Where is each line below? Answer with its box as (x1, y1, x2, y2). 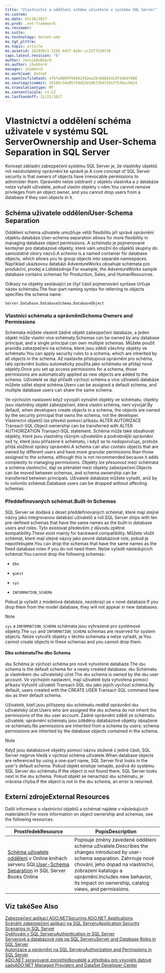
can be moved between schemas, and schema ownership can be (5, 470, 137, 476)
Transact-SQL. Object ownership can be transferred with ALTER (5, 423, 133, 429)
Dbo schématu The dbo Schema (5, 650, 71, 656)
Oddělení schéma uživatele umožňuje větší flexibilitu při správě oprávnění (5, 229, 154, 235)
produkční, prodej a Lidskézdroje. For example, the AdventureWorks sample (5, 266, 157, 272)
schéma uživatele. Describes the (74, 843, 148, 849)
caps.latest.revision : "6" (5, 53, 60, 58)
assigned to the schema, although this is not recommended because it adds (5, 454, 159, 460)
